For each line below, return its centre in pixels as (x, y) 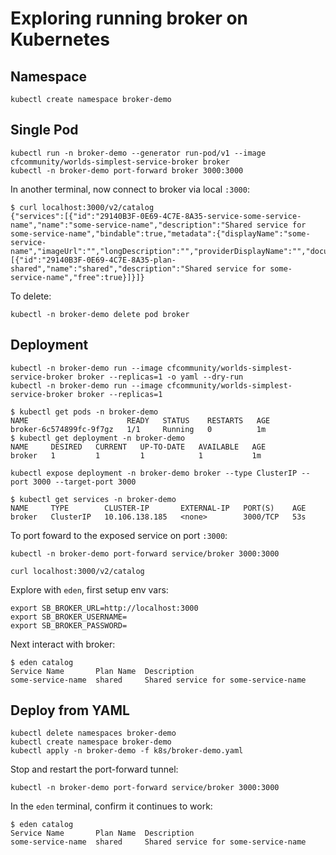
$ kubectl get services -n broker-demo (93, 499)
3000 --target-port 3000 (84, 482)
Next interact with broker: (63, 644)
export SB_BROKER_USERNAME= (69, 617)
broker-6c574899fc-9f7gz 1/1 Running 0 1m (138, 429)
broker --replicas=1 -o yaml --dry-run (160, 377)
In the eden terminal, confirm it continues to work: (111, 806)
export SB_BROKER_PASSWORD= (69, 625)
